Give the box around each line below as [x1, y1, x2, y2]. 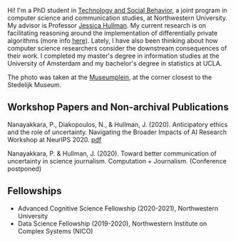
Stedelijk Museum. [7, 81, 62, 89]
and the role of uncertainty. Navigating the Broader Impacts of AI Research [7, 128, 227, 136]
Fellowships [7, 185, 62, 197]
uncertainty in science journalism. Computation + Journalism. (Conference [7, 156, 227, 165]
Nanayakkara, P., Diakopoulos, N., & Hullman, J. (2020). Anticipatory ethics [7, 120, 228, 128]
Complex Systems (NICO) [17, 226, 93, 235]
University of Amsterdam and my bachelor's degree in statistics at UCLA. [7, 59, 222, 67]
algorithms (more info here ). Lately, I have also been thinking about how [7, 36, 219, 45]
